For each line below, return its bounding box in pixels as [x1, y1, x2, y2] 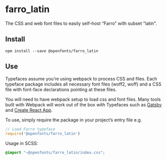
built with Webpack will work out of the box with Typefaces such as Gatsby [5, 101, 162, 107]
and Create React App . [5, 107, 53, 113]
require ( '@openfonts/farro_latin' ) [5, 131, 80, 136]
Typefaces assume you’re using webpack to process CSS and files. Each [5, 75, 157, 82]
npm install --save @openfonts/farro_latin [5, 48, 99, 54]
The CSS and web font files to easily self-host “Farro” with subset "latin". [5, 20, 157, 26]
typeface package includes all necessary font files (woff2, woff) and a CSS [5, 81, 162, 87]
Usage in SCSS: [5, 140, 38, 146]
